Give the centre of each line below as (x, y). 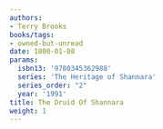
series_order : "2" (53, 85)
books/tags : (32, 35)
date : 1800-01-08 (42, 52)
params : (24, 60)
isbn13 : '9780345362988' (65, 69)
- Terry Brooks (38, 26)
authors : (26, 18)
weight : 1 (28, 111)
